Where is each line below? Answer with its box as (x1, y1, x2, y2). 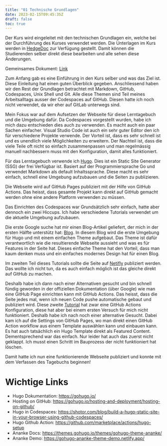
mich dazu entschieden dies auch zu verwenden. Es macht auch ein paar (5, 122, 156, 128)
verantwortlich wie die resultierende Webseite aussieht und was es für (5, 240, 150, 246)
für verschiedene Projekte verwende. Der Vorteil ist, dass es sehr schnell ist (5, 133, 161, 139)
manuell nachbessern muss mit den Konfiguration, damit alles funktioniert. (5, 149, 158, 154)
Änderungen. (5, 56, 32, 62)
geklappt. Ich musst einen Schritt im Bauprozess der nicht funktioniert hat (5, 339, 157, 345)
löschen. (5, 344, 23, 350)
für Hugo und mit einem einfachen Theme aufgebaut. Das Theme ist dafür (5, 235, 158, 241)
